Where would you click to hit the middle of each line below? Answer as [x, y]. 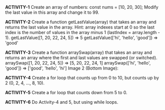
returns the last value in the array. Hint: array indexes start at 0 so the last [80, 27]
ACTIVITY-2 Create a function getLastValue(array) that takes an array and [81, 22]
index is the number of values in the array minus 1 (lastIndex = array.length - [82, 32]
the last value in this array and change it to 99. [52, 12]
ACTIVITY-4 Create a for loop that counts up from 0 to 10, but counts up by [82, 78]
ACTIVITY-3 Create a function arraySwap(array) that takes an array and [79, 52]
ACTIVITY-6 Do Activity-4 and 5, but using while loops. [62, 102]
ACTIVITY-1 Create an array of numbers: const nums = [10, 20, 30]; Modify [82, 7]
